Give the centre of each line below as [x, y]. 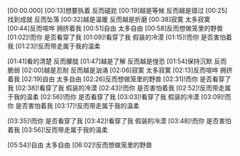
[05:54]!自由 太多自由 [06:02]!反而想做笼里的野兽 [80, 145]
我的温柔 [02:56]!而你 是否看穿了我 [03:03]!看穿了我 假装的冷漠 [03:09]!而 [122, 97]
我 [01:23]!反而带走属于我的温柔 [54, 46]
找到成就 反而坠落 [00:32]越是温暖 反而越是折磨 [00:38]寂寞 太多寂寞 [109, 19]
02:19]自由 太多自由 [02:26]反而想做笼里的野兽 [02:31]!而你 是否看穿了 [127, 79]
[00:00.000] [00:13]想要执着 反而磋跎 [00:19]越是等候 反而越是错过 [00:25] [117, 10]
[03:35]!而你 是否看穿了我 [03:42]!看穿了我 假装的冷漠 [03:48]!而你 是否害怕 [120, 121]
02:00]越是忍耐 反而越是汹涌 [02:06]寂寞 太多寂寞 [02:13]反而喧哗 [121, 70]
